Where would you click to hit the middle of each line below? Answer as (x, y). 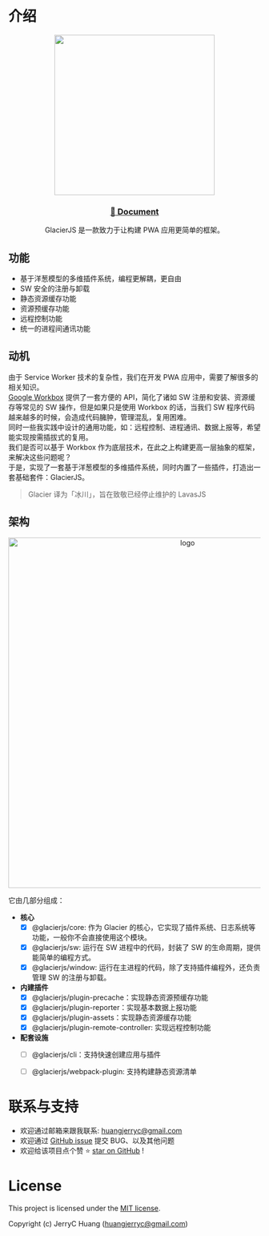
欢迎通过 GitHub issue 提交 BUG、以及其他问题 (97, 1141)
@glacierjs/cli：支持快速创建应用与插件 (96, 1055)
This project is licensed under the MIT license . (84, 1208)
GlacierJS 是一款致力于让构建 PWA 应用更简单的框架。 (134, 230)
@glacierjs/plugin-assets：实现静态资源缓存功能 (112, 1017)
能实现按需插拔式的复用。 (50, 437)
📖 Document (134, 211)
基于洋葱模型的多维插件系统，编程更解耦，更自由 (100, 279)
